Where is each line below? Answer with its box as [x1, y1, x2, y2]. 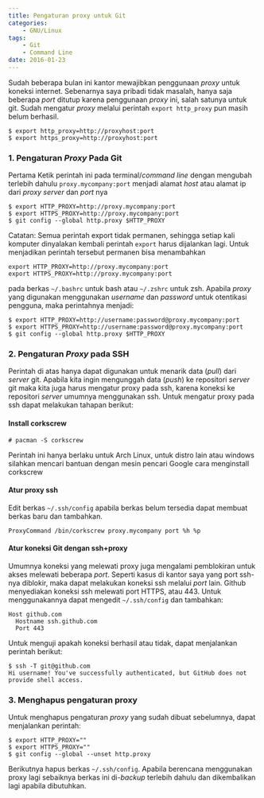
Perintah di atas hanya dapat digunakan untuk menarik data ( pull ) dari [8, 367, 237, 376]
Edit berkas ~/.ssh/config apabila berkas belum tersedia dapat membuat [8, 503, 248, 512]
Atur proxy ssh [8, 485, 58, 495]
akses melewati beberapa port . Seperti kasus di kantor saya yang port [8, 570, 239, 579]
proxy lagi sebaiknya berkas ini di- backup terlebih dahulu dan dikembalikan [8, 773, 256, 782]
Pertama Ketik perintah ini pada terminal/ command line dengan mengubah [8, 170, 252, 180]
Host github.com [8, 610, 62, 619]
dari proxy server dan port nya [8, 188, 108, 197]
